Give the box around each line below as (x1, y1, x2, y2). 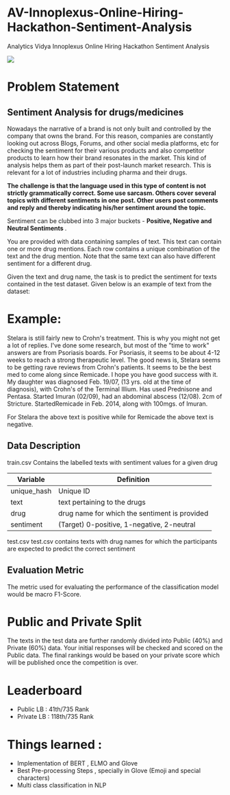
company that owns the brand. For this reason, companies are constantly (7, 132, 214, 140)
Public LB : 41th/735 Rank (16, 705, 90, 713)
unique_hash (10, 486, 52, 496)
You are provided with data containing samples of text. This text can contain (7, 237, 222, 245)
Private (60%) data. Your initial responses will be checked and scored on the (7, 644, 223, 652)
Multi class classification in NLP (16, 781, 107, 790)
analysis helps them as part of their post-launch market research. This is (7, 161, 212, 169)
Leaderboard (7, 682, 82, 698)
